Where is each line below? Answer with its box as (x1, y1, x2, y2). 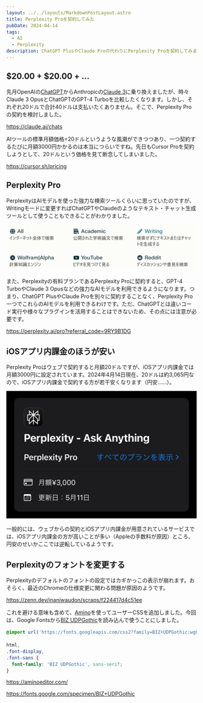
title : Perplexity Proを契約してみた (6, 16, 95, 22)
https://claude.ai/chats (6, 123, 63, 130)
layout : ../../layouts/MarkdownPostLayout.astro (6, 10, 131, 16)
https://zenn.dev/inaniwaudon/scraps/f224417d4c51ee (6, 597, 143, 604)
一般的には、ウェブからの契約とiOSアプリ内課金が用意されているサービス (6, 525, 190, 532)
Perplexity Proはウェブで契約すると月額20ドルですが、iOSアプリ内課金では (6, 364, 195, 371)
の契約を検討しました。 (6, 111, 65, 118)
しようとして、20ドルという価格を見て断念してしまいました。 (6, 150, 161, 157)
